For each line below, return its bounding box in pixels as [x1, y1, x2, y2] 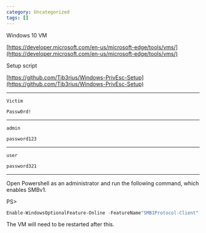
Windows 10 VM [6, 31, 47, 39]
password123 [6, 136, 37, 142]
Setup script [6, 62, 37, 69]
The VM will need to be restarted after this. [6, 221, 115, 228]
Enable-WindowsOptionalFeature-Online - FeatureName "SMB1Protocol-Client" [6, 210, 199, 216]
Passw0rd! [6, 109, 32, 115]
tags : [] [6, 15, 29, 21]
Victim [6, 97, 23, 104]
